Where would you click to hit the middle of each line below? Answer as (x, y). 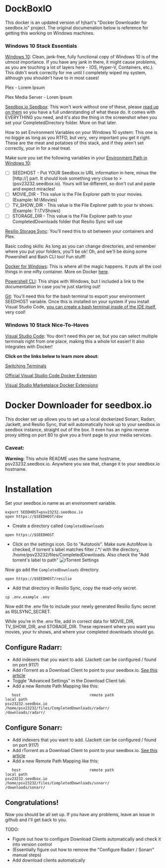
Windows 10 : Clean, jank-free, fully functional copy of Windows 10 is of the (82, 57)
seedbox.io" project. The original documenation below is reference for (77, 27)
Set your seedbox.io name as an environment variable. (61, 503)
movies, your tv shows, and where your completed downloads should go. (80, 632)
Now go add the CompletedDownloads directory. (53, 569)
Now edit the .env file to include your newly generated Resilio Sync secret (81, 606)
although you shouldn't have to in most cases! (52, 78)
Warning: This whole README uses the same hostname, (63, 459)
